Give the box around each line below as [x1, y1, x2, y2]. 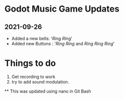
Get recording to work [11, 74, 55, 80]
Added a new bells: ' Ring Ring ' [11, 35, 73, 41]
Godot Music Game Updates [4, 3, 120, 15]
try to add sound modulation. [11, 79, 69, 84]
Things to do [4, 58, 56, 69]
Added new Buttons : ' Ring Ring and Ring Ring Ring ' [11, 41, 115, 47]
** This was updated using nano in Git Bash [4, 88, 91, 94]
